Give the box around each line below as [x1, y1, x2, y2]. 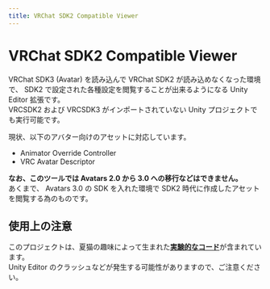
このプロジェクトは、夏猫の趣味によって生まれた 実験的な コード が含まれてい [8, 242, 262, 252]
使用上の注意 [8, 219, 73, 232]
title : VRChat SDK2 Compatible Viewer [8, 11, 139, 20]
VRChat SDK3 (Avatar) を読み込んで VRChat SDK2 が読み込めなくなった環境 [8, 74, 261, 84]
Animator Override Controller [19, 148, 117, 157]
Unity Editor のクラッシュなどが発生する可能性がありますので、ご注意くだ [8, 262, 254, 272]
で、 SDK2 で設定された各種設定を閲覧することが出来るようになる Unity [8, 84, 248, 94]
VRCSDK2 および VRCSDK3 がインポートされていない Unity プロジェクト [8, 104, 251, 114]
